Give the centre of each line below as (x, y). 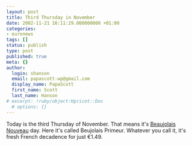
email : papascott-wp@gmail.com (51, 79)
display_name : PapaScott (43, 85)
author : (16, 68)
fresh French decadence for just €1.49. (54, 136)
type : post (20, 51)
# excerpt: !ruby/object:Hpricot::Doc (55, 101)
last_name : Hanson (35, 96)
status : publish (26, 46)
